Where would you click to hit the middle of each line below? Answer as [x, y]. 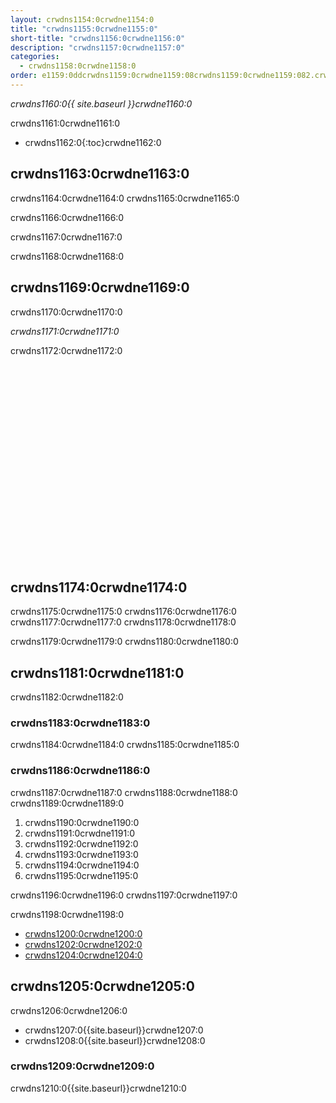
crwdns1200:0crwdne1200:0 [83, 933]
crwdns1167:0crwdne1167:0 [66, 237]
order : [24, 76]
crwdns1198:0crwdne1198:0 [67, 914]
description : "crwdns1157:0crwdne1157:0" [98, 47]
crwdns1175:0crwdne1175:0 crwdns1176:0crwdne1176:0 [123, 612]
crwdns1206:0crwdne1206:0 [69, 1010]
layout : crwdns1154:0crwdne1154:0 [82, 19]
